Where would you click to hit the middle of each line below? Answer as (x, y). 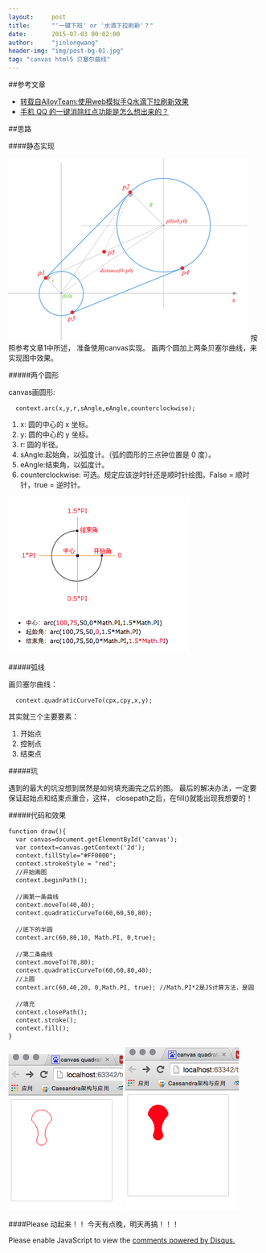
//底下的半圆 (35, 930)
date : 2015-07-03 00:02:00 (64, 34)
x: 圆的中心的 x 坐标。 (56, 424)
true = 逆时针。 (59, 485)
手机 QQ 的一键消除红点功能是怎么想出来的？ (94, 112)
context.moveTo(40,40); (55, 905)
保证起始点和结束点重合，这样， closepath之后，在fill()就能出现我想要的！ (131, 798)
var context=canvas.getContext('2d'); (81, 848)
